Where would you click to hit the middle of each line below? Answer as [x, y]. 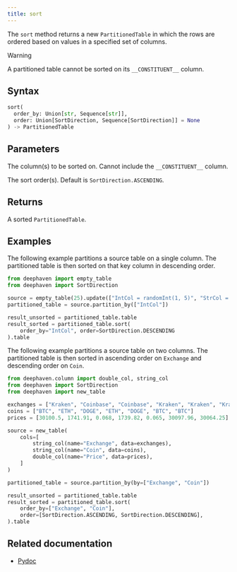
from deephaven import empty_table [60, 279]
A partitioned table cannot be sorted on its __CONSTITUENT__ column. [106, 69]
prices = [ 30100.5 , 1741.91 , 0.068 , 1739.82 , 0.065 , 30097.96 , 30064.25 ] [118, 418]
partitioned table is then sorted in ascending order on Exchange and [105, 358]
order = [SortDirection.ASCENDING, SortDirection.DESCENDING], [111, 515]
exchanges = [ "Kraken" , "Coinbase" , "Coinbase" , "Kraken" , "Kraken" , [112, 404]
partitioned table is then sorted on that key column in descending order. [111, 266]
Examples [29, 241]
